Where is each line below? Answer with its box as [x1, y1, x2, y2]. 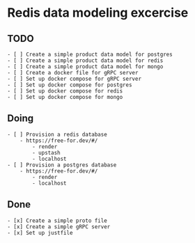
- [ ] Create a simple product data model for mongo [7, 63, 164, 70]
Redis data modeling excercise [7, 5, 189, 21]
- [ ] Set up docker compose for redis [7, 88, 123, 95]
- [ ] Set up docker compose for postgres [7, 81, 132, 88]
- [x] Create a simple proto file [7, 217, 108, 224]
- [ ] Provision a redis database [7, 131, 108, 138]
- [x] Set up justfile [7, 229, 73, 236]
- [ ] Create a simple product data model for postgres [7, 51, 173, 58]
